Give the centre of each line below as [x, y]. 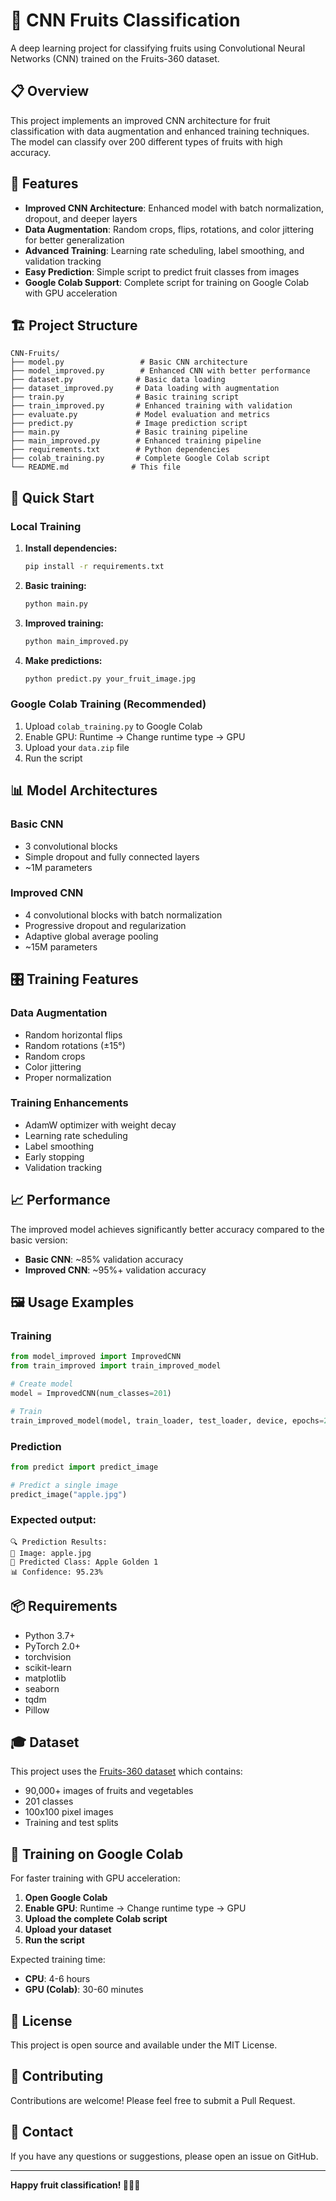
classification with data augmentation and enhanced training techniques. [160, 131]
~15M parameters [61, 946]
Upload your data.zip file [77, 747]
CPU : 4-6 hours [57, 1979]
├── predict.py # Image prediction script [129, 424]
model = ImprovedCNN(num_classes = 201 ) [91, 1393]
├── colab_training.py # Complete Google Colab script [140, 459]
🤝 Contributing [57, 2076]
